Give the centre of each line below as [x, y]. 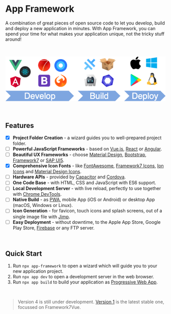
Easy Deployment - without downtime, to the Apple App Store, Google [87, 222]
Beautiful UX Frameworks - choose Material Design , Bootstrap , [79, 155]
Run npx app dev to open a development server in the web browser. [83, 277]
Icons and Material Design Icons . [47, 172]
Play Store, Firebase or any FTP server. [54, 228]
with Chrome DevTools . [37, 194]
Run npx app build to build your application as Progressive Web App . [85, 282]
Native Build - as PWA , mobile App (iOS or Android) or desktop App [84, 200]
